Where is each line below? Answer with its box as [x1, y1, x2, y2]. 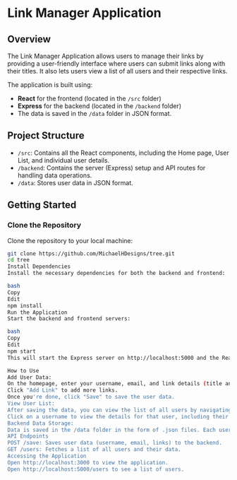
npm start [7, 348, 37, 355]
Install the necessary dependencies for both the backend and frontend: [7, 270, 226, 277]
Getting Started [7, 199, 77, 211]
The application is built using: [7, 81, 93, 89]
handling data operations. [17, 171, 92, 180]
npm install [7, 302, 42, 309]
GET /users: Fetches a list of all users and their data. [7, 446, 181, 453]
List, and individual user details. [17, 156, 110, 164]
